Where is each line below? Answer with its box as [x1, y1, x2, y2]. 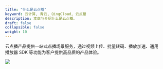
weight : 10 [5, 29, 27, 34]
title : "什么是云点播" [5, 7, 47, 12]
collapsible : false [5, 25, 45, 30]
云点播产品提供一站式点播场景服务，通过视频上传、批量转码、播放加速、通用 [5, 43, 159, 49]
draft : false [5, 20, 32, 26]
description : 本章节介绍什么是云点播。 [5, 16, 77, 21]
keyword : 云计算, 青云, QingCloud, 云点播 [5, 12, 87, 16]
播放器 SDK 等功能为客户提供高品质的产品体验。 [5, 49, 102, 55]
